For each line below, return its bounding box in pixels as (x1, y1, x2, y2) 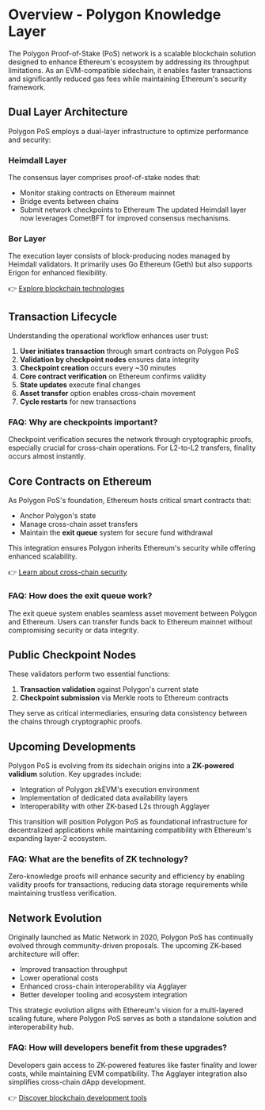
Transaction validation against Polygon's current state (19, 685, 199, 694)
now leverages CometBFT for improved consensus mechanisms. (19, 213, 231, 223)
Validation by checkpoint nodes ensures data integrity (19, 355, 200, 364)
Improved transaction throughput (19, 965, 128, 974)
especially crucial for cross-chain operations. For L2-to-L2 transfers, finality (8, 443, 256, 453)
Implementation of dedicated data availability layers (19, 793, 188, 803)
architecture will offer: (8, 950, 80, 959)
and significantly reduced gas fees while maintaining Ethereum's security (8, 74, 248, 83)
